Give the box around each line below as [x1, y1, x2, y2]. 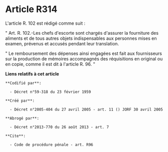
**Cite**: [5, 133, 26, 138]
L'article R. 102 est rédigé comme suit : [5, 20, 86, 26]
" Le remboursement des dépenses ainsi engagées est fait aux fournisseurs [5, 50, 162, 56]
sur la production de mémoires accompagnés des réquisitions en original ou [5, 55, 163, 61]
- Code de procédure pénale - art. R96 [10, 142, 94, 147]
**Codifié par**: [5, 81, 42, 86]
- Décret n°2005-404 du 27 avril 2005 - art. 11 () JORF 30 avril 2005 [10, 107, 163, 112]
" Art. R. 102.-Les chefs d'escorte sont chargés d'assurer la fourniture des [5, 30, 159, 36]
